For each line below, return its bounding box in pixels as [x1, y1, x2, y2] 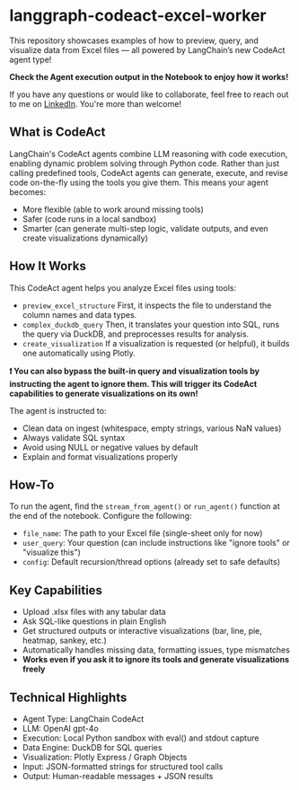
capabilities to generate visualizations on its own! [9, 388, 198, 399]
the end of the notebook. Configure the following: [9, 511, 192, 522]
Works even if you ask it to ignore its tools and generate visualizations [22, 654, 290, 665]
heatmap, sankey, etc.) [22, 635, 108, 646]
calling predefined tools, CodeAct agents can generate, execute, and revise [9, 167, 289, 178]
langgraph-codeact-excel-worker [9, 5, 267, 26]
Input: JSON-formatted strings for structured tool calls [22, 761, 224, 772]
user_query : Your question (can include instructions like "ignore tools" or [22, 538, 290, 549]
